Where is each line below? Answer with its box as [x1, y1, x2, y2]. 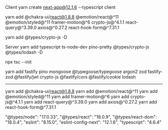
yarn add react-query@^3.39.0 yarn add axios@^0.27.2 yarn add [23, 99, 157, 104]
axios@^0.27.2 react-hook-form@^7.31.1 [37, 24, 119, 30]
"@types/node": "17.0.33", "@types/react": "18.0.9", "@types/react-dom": [5, 114, 157, 119]
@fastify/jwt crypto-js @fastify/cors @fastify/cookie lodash [14, 74, 136, 79]
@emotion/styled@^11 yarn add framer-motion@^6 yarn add [5, 93, 129, 99]
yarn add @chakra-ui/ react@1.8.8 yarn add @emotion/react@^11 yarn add [5, 88, 158, 94]
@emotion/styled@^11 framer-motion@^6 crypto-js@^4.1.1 [5, 19, 124, 25]
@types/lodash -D [5, 49, 43, 55]
